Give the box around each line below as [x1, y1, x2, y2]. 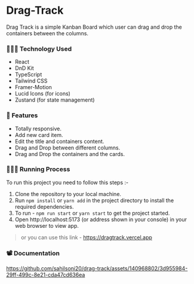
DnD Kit [14, 65, 34, 72]
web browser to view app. [14, 222, 79, 229]
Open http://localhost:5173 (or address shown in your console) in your [14, 216, 187, 223]
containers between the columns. [6, 29, 88, 36]
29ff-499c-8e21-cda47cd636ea [6, 271, 85, 279]
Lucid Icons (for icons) [14, 90, 70, 97]
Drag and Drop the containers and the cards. [14, 150, 125, 157]
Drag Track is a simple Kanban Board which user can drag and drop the [6, 23, 182, 30]
